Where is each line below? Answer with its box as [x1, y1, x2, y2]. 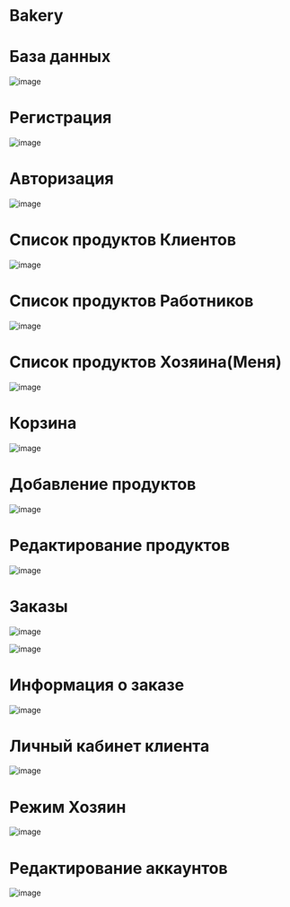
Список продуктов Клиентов [9, 230, 236, 250]
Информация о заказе [9, 675, 185, 695]
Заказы [9, 596, 69, 616]
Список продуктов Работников [9, 291, 254, 311]
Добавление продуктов [9, 474, 197, 494]
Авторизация [9, 169, 114, 189]
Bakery [9, 5, 64, 26]
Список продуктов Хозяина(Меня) [9, 352, 283, 372]
